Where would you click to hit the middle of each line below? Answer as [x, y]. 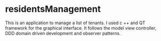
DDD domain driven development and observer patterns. [63, 33]
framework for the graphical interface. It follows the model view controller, [81, 28]
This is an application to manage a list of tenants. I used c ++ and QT [75, 23]
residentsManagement [53, 9]
